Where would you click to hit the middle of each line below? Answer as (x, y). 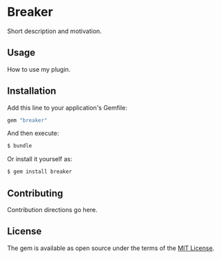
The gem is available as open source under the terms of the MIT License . (111, 248)
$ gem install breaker (40, 172)
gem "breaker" (28, 120)
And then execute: (33, 133)
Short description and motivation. (54, 31)
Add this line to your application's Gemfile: (67, 107)
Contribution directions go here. (52, 210)
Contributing (35, 193)
